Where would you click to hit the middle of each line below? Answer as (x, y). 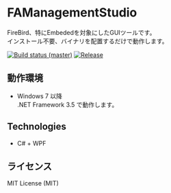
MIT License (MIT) (33, 183)
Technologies (37, 127)
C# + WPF (31, 143)
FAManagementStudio (72, 13)
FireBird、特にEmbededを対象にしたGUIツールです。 (81, 32)
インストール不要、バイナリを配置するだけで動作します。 (88, 41)
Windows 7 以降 (40, 96)
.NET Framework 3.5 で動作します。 (67, 104)
